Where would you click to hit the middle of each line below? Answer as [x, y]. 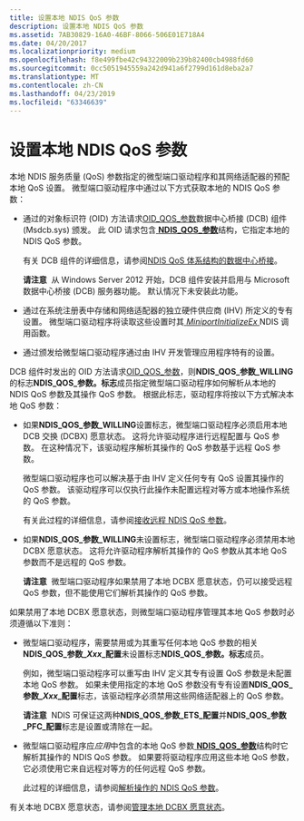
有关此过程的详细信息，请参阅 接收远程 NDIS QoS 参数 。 [127, 520]
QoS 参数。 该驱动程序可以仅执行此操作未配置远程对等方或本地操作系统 [156, 490]
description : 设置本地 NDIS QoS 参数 [77, 26]
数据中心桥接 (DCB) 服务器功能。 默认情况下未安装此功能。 [132, 291]
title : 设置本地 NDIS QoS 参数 [64, 18]
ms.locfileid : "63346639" [58, 102]
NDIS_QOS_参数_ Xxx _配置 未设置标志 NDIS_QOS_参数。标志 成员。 [146, 654]
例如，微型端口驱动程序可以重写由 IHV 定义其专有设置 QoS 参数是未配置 [157, 673]
